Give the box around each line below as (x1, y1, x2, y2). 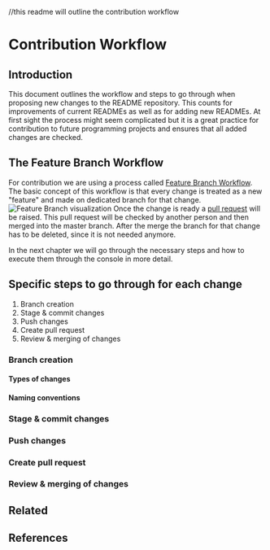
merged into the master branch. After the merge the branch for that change (8, 220, 260, 230)
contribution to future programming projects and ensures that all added (8, 124, 247, 133)
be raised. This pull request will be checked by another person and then (8, 212, 250, 222)
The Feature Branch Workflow (8, 156, 164, 170)
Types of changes (8, 374, 71, 384)
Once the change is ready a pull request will (113, 203, 261, 213)
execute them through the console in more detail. (8, 254, 173, 264)
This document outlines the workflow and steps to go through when (8, 89, 236, 98)
